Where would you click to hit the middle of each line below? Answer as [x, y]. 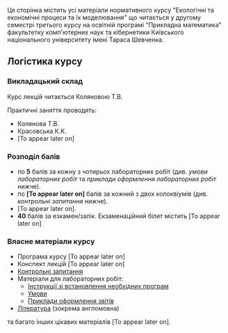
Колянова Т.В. [38, 123]
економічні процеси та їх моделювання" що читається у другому [104, 17]
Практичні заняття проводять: [52, 110]
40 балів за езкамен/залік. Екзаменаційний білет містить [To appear [119, 216]
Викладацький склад [45, 82]
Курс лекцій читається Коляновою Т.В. [65, 96]
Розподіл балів [34, 156]
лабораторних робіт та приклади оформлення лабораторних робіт [117, 179]
